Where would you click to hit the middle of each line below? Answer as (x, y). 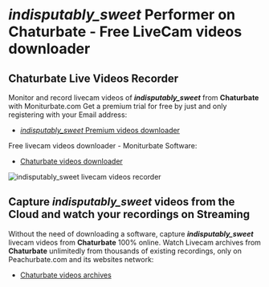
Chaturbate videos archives (66, 275)
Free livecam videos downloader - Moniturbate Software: (103, 146)
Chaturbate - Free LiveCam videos (125, 32)
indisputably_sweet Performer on (122, 15)
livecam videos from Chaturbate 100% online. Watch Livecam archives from (134, 242)
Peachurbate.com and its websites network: (81, 259)
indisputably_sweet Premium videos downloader (100, 130)
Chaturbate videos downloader (71, 161)
